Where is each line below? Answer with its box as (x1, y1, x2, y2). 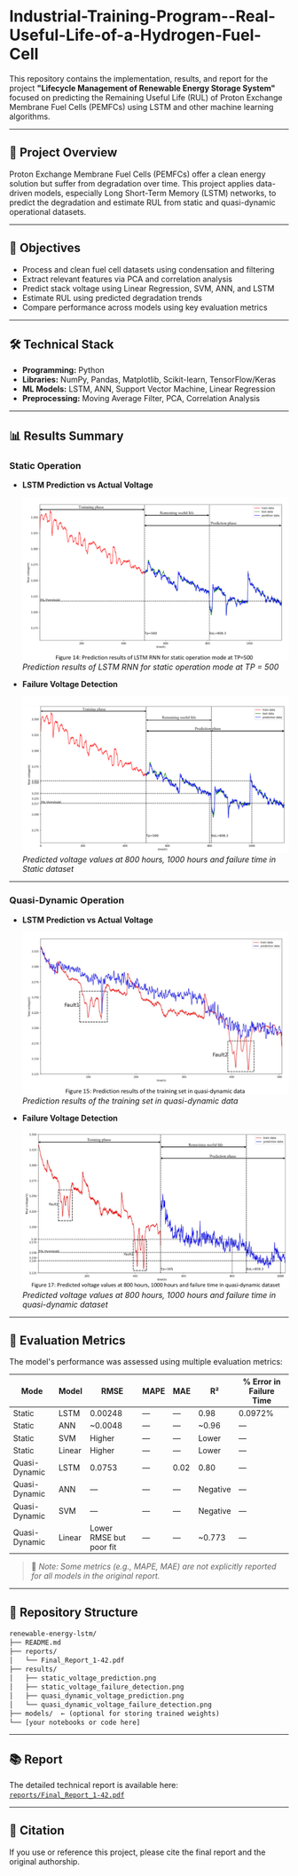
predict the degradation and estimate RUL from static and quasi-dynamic (9, 197, 277, 208)
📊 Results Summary (9, 428, 124, 443)
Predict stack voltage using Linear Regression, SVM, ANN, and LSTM (21, 282, 275, 294)
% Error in (242, 1376, 281, 1387)
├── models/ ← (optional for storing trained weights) (9, 1709, 220, 1719)
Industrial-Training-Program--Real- (9, 6, 277, 27)
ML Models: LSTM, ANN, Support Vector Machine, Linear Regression (21, 384, 276, 394)
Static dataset (21, 864, 74, 875)
